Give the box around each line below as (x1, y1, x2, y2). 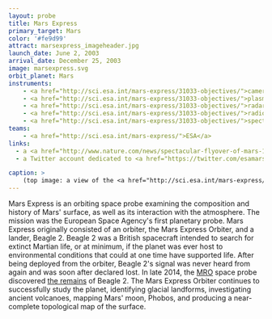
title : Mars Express (8, 19, 79, 27)
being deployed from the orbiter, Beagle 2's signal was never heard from (8, 259, 251, 268)
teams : (8, 124, 31, 132)
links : (8, 139, 31, 148)
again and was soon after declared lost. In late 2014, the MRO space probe (8, 267, 257, 277)
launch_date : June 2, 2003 (8, 49, 100, 57)
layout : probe (8, 11, 57, 20)
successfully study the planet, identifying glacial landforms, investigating (8, 284, 252, 294)
